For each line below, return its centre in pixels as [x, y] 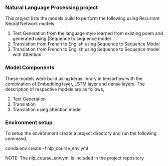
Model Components [30, 67]
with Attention [27, 54]
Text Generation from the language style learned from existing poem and [88, 33]
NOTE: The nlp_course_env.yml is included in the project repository [75, 158]
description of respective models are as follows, [55, 89]
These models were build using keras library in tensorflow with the [74, 78]
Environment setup [29, 122]
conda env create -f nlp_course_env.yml [47, 148]
